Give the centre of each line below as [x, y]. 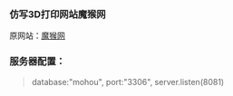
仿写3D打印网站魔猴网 [58, 14]
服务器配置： [38, 62]
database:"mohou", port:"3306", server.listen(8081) [128, 82]
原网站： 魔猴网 [37, 36]
